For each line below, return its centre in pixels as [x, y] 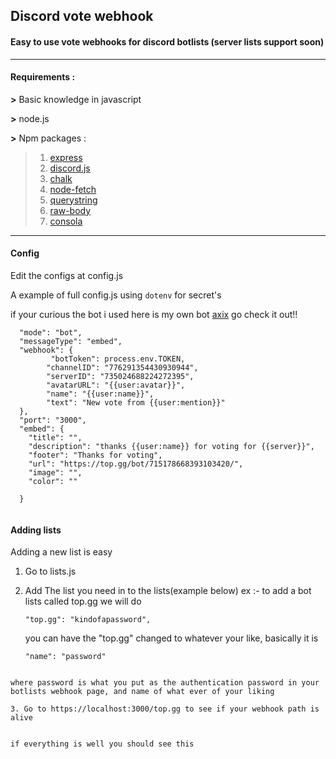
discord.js [70, 168]
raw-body [70, 210]
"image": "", [55, 473]
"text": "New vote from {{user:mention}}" [136, 403]
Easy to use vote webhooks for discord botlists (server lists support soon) [167, 41]
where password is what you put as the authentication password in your [165, 683]
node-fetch [73, 189]
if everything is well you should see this [102, 744]
